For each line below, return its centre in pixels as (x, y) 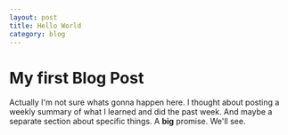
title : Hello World (45, 26)
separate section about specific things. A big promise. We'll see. (128, 122)
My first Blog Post (77, 78)
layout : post (33, 17)
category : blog (37, 34)
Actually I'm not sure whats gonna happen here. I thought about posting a (144, 102)
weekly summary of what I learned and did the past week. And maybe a (141, 112)
